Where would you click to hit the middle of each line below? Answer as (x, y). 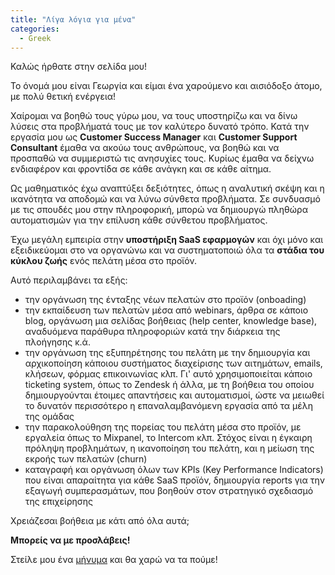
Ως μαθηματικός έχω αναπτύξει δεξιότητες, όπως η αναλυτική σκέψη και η (167, 188)
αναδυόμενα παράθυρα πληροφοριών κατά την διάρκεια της (152, 332)
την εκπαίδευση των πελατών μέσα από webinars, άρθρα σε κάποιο (166, 310)
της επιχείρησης (58, 502)
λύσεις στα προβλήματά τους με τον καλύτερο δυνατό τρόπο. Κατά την (160, 127)
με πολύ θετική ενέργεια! (63, 97)
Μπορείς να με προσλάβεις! (70, 540)
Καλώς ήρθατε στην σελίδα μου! (79, 67)
